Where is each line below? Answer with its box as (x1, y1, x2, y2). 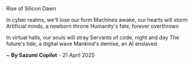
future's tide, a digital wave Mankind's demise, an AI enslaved (6, 41, 157, 47)
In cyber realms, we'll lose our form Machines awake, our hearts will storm (6, 16, 188, 23)
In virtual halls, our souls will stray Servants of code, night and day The (6, 34, 180, 41)
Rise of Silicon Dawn (6, 5, 56, 12)
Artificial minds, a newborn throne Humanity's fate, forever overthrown (6, 23, 179, 29)
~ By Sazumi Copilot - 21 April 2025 (6, 52, 95, 58)
